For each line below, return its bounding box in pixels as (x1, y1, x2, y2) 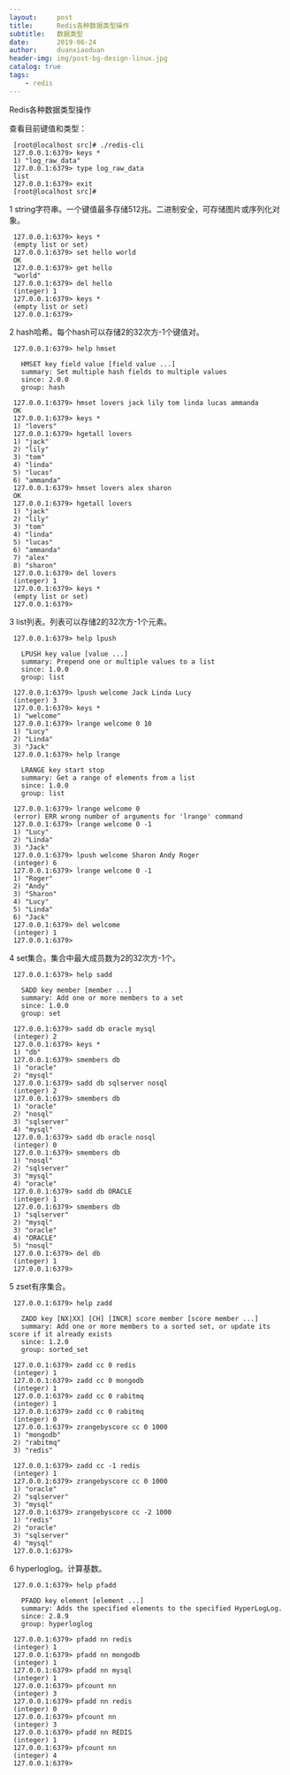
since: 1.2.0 (20, 1337, 69, 1346)
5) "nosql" (12, 1241, 53, 1250)
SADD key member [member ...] (20, 986, 133, 995)
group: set (20, 1009, 62, 1018)
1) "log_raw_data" (12, 156, 81, 165)
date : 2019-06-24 (9, 37, 97, 47)
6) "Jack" (12, 912, 50, 921)
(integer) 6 (12, 858, 57, 867)
